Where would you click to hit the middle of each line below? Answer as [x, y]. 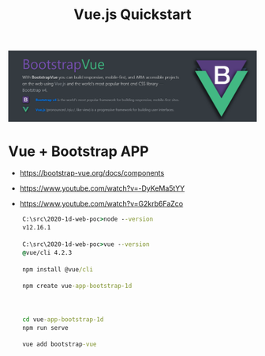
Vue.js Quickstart [132, 15]
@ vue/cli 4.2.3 [47, 252]
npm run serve [45, 328]
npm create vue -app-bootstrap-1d [77, 286]
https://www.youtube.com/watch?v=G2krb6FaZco [101, 204]
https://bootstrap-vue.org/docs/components [92, 173]
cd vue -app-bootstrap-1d [63, 319]
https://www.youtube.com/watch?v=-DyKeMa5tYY [102, 188]
